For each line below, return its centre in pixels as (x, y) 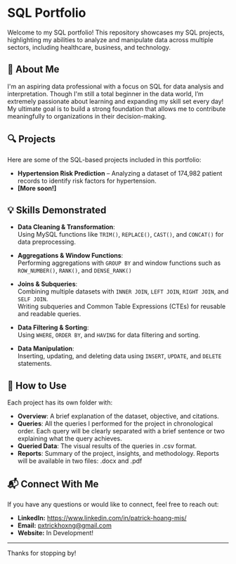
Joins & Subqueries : (47, 284)
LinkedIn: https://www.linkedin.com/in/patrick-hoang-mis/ (102, 518)
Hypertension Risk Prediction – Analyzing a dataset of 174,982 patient (120, 173)
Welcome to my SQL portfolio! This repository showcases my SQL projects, (116, 32)
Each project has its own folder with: (60, 402)
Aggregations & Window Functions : (70, 256)
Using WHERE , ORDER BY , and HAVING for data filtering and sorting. (109, 335)
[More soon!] (37, 188)
